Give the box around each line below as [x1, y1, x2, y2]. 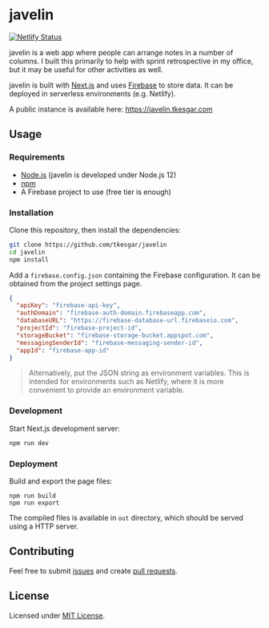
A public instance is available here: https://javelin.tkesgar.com [9, 104, 213, 114]
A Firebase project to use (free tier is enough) [20, 187, 171, 197]
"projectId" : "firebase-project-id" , [16, 324, 143, 332]
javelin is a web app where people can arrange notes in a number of [9, 47, 234, 57]
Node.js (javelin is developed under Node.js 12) [20, 170, 177, 180]
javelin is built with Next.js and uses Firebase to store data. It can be [9, 80, 234, 90]
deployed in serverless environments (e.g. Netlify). [9, 88, 176, 98]
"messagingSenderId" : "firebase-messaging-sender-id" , [16, 338, 203, 346]
